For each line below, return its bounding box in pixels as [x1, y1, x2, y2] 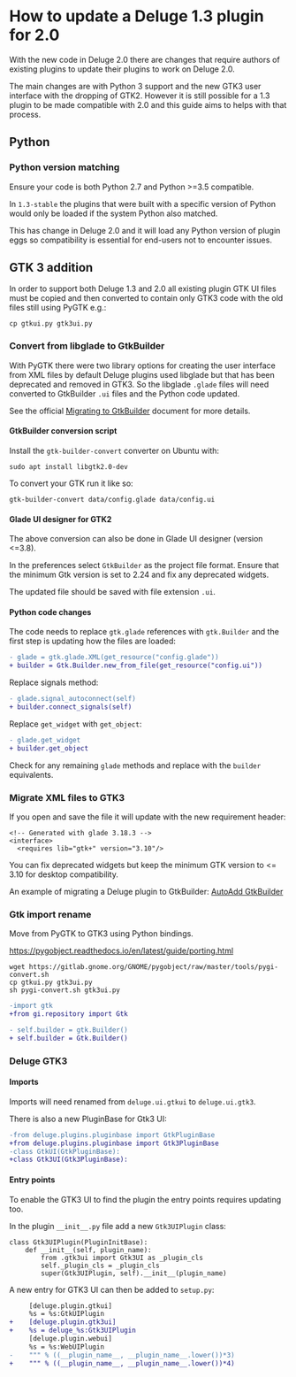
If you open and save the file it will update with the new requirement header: [9, 812, 286, 822]
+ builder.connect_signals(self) [9, 702, 133, 712]
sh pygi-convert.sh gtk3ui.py [9, 986, 121, 995]
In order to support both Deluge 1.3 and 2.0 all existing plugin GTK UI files [9, 283, 277, 294]
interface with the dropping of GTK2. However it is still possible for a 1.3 [9, 90, 270, 101]
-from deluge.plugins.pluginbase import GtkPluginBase [9, 1130, 216, 1139]
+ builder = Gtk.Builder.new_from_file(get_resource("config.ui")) [9, 661, 263, 670]
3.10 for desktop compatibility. [9, 869, 119, 880]
